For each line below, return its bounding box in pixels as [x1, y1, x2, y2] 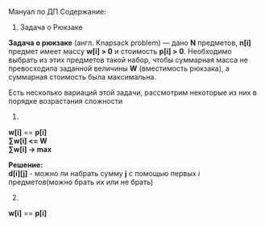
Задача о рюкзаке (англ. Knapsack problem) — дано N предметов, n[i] [8, 38, 251, 47]
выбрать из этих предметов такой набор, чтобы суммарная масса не [8, 55, 248, 64]
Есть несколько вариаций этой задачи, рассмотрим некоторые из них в [8, 88, 258, 97]
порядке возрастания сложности [8, 97, 123, 105]
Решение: [8, 160, 43, 170]
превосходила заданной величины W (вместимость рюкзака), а [8, 64, 230, 73]
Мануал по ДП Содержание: [8, 7, 106, 16]
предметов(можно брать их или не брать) [8, 177, 154, 187]
